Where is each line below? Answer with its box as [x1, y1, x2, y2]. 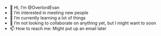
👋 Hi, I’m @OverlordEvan [9, 5, 60, 10]
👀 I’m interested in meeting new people [9, 10, 89, 16]
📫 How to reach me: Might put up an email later [9, 26, 107, 31]
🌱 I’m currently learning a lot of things [9, 15, 86, 20]
